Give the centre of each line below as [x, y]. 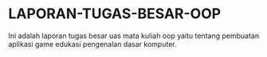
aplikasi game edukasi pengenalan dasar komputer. [92, 44]
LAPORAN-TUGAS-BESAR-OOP [115, 14]
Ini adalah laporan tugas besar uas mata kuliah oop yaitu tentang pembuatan [134, 36]
